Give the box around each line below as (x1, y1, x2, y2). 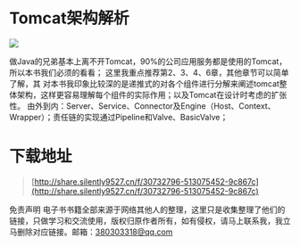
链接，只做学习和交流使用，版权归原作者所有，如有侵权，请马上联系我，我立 (9, 215, 291, 225)
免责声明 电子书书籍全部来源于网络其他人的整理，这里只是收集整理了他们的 (9, 204, 286, 215)
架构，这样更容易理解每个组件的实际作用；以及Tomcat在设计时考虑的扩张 (16, 89, 287, 100)
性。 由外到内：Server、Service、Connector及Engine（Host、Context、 (9, 100, 276, 111)
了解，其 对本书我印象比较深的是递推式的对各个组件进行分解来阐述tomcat (9, 78, 279, 89)
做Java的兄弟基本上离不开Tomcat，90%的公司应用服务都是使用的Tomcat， (9, 55, 287, 67)
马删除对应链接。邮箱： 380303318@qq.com (9, 226, 173, 237)
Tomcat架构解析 (9, 8, 129, 29)
